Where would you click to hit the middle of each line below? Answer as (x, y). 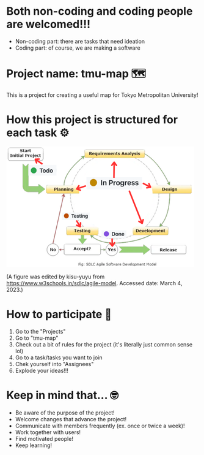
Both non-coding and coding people (100, 11)
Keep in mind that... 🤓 (63, 395)
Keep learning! (34, 445)
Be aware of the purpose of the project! (65, 413)
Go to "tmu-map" (37, 338)
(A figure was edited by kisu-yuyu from (56, 277)
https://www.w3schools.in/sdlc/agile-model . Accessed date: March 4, (94, 283)
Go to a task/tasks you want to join (59, 357)
